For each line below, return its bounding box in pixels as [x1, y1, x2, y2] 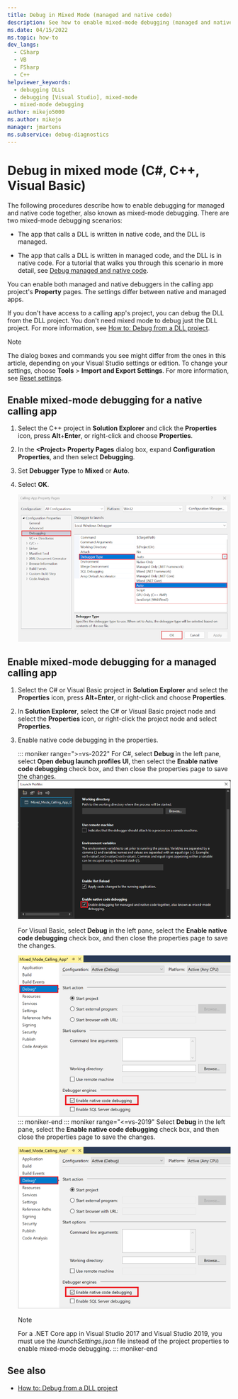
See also [7, 1365, 46, 1377]
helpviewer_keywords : [7, 79, 72, 86]
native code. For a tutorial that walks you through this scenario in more [17, 259, 224, 267]
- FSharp [13, 64, 40, 71]
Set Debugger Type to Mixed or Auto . [17, 466, 130, 475]
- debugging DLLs [13, 86, 65, 94]
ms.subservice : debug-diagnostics [7, 131, 110, 138]
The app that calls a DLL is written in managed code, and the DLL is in [17, 251, 222, 259]
